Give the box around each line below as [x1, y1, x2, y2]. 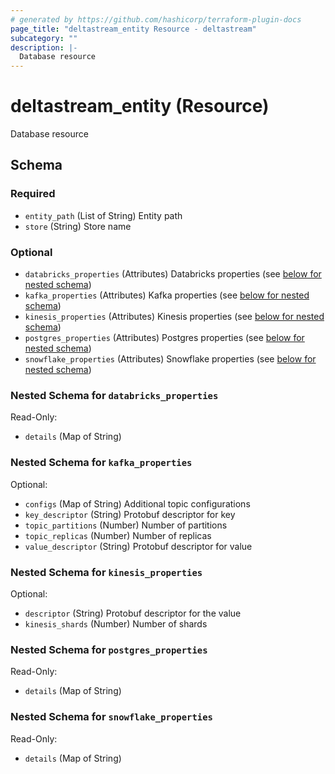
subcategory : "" [10, 33, 78, 43]
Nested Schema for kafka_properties [10, 456, 193, 470]
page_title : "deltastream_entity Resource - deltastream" [10, 24, 257, 34]
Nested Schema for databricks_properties [10, 388, 219, 402]
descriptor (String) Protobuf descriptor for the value [24, 607, 242, 619]
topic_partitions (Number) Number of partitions [24, 519, 228, 531]
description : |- [10, 42, 78, 53]
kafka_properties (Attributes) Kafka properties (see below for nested [24, 289, 310, 301]
